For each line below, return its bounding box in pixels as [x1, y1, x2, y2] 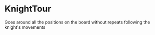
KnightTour [4, 3, 52, 14]
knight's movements [4, 24, 45, 30]
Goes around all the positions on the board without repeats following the [4, 19, 150, 25]
